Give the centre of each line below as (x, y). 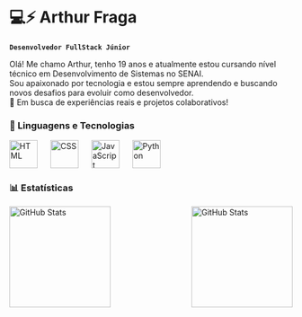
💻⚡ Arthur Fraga (73, 18)
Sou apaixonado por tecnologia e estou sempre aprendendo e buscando (143, 83)
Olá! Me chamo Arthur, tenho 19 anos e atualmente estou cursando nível (143, 64)
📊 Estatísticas (41, 188)
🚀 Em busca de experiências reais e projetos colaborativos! (119, 102)
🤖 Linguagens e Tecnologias (72, 125)
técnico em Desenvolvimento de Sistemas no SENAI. (107, 74)
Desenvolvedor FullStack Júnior (70, 47)
